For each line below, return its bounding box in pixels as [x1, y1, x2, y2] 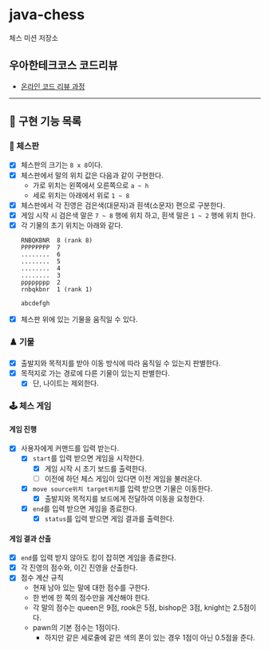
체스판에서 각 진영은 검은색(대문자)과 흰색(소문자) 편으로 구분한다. [20, 200, 226, 209]
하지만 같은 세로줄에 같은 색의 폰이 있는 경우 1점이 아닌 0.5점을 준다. [44, 633, 255, 643]
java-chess [9, 6, 85, 24]
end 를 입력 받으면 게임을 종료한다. [32, 504, 138, 513]
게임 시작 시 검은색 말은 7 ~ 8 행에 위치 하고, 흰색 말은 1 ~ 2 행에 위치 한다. [20, 210, 256, 220]
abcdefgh [20, 299, 50, 307]
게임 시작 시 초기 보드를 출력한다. [44, 464, 147, 473]
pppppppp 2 [20, 278, 61, 286]
